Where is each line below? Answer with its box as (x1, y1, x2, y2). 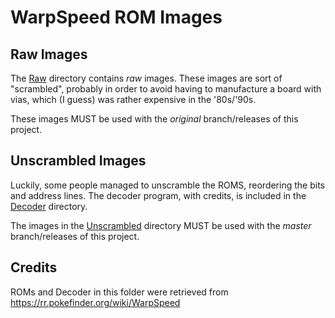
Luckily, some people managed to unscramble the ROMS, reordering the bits (10, 179, 325, 191)
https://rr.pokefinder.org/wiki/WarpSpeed (10, 296, 181, 308)
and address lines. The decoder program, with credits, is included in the (10, 189, 307, 201)
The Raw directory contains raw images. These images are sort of (10, 72, 283, 84)
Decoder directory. (10, 200, 88, 212)
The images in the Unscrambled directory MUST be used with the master (10, 219, 312, 231)
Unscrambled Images (10, 152, 147, 170)
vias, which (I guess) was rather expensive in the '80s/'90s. (10, 94, 257, 105)
